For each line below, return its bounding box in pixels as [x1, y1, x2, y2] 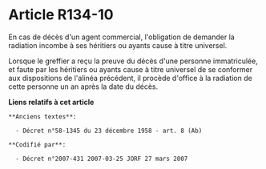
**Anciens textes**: [8, 112, 78, 121]
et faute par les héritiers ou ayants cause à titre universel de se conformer [8, 64, 253, 74]
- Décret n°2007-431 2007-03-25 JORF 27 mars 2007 [15, 155, 188, 163]
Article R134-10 [8, 6, 114, 24]
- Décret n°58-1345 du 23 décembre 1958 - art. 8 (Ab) [15, 127, 203, 135]
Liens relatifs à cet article [8, 97, 95, 107]
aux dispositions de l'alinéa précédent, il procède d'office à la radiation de [8, 73, 252, 82]
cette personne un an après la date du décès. [8, 82, 159, 91]
